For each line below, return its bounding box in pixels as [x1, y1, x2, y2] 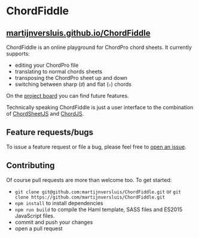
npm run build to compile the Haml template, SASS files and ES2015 [14, 206, 183, 213]
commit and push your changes [14, 218, 93, 225]
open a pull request [14, 225, 63, 232]
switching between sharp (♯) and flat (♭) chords [14, 81, 131, 88]
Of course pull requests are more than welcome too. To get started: [6, 176, 172, 183]
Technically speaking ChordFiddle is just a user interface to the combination [6, 104, 194, 111]
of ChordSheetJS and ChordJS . [6, 110, 84, 117]
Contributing [6, 160, 55, 171]
